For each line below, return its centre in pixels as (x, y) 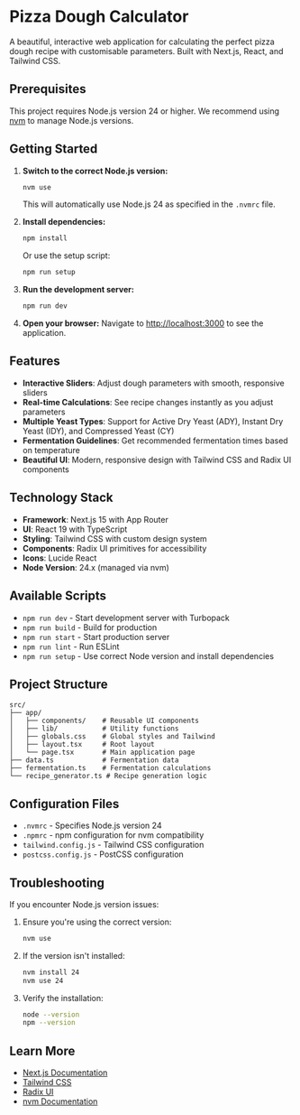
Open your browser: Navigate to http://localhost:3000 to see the (143, 323)
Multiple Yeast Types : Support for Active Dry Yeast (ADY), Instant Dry (153, 421)
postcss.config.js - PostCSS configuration (103, 854)
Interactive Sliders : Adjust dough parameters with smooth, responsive (154, 383)
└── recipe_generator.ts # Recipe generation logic (108, 776)
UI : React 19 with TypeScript (75, 529)
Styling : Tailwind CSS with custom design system (114, 538)
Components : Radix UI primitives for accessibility (114, 548)
